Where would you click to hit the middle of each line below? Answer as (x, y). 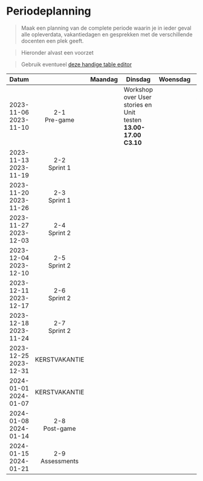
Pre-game (60, 119)
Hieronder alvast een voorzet (57, 52)
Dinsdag (138, 79)
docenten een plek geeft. (52, 41)
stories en (138, 104)
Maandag (104, 79)
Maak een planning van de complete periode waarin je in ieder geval (106, 28)
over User (138, 97)
